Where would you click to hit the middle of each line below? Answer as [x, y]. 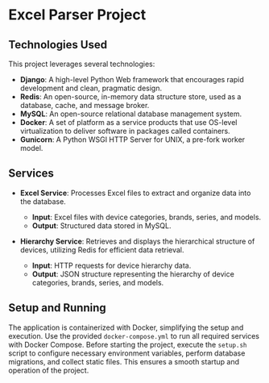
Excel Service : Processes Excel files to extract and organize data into [135, 193]
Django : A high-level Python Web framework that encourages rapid [132, 79]
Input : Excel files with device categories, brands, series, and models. [147, 217]
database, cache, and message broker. [85, 105]
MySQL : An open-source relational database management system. [131, 114]
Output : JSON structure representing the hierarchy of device [133, 274]
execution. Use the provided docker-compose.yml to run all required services [134, 335]
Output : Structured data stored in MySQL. [101, 225]
